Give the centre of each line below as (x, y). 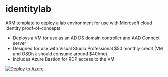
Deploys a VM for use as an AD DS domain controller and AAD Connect (86, 38)
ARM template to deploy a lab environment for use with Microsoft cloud (79, 23)
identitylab (28, 9)
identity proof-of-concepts (33, 28)
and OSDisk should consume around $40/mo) (60, 54)
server (19, 43)
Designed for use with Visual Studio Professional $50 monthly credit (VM (88, 48)
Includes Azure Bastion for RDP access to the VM (63, 59)
